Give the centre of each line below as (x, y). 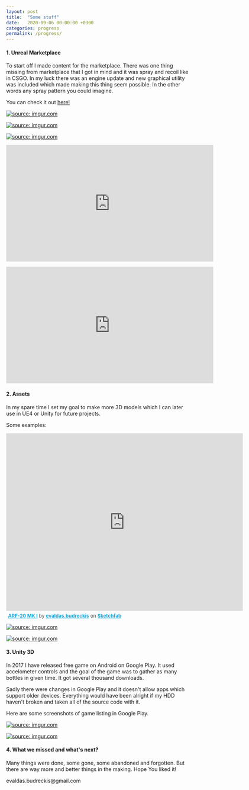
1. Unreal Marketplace (33, 52)
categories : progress (33, 28)
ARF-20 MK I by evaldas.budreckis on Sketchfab (65, 616)
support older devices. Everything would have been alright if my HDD (90, 695)
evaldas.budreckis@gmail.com (43, 781)
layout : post (22, 12)
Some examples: (26, 425)
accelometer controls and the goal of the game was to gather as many (92, 671)
